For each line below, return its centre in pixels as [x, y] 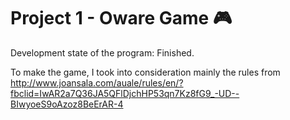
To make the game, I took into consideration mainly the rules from [145, 72]
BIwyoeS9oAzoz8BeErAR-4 [67, 104]
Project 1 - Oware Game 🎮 [121, 18]
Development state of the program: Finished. [102, 52]
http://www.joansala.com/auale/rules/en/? [97, 82]
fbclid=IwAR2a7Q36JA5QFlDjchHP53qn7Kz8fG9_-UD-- [125, 93]
